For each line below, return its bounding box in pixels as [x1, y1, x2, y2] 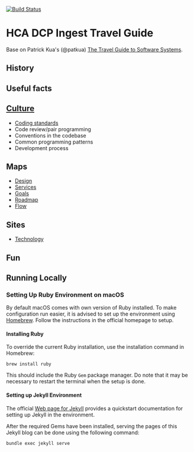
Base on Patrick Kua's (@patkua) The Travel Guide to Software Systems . [6, 46, 183, 53]
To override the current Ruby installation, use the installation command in [6, 343, 185, 351]
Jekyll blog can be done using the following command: [6, 429, 140, 436]
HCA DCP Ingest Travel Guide [6, 27, 154, 40]
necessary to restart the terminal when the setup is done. [6, 378, 146, 385]
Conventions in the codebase [14, 132, 87, 139]
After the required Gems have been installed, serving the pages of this [6, 422, 177, 429]
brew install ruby [6, 361, 51, 367]
